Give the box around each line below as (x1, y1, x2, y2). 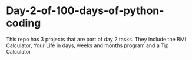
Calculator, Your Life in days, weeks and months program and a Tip (6, 42, 169, 49)
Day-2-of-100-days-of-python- (6, 4, 164, 17)
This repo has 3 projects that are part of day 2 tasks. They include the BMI (6, 36, 187, 43)
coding (6, 16, 41, 30)
